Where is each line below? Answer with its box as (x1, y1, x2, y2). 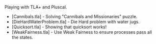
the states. (11, 34, 33, 40)
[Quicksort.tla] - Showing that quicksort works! (11, 24, 107, 30)
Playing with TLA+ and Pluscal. (4, 4, 67, 10)
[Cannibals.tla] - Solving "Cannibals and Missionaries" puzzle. (11, 14, 138, 19)
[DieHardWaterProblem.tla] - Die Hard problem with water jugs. (11, 19, 140, 24)
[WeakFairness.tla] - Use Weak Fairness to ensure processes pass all (11, 29, 152, 35)
